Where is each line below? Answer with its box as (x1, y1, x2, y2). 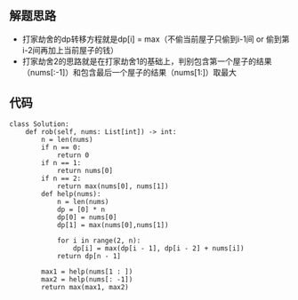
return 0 (56, 150, 90, 160)
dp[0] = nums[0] (56, 212, 117, 222)
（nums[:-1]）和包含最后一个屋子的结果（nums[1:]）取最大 (21, 67, 238, 77)
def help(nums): (41, 189, 101, 198)
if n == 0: (41, 143, 82, 152)
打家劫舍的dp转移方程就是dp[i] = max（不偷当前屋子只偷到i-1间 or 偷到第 (21, 34, 290, 44)
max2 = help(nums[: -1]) (41, 274, 133, 284)
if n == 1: (41, 158, 82, 167)
